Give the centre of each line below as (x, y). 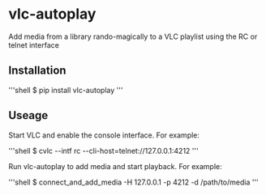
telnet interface (34, 45)
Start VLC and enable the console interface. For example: (104, 135)
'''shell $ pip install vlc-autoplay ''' (66, 90)
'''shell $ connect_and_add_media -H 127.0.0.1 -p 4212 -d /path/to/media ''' (134, 182)
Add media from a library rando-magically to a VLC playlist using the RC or (133, 36)
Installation (37, 71)
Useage (28, 115)
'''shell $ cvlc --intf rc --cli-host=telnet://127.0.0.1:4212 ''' (103, 150)
